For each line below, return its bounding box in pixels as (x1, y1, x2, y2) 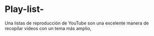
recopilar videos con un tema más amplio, (5, 25, 92, 31)
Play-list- (5, 3, 44, 15)
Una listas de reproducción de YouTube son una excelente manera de (5, 20, 149, 26)
